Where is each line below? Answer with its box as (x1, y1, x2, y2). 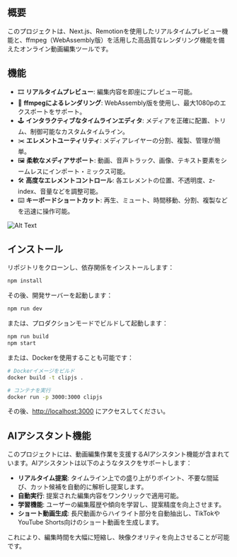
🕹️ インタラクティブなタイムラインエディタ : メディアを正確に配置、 (17, 116, 214, 125)
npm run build (7, 333, 50, 340)
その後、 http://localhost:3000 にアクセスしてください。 (7, 407, 170, 415)
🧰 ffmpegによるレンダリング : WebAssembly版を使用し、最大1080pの (17, 98, 221, 107)
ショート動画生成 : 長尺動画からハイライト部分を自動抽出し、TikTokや (17, 509, 221, 518)
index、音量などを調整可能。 (17, 187, 103, 195)
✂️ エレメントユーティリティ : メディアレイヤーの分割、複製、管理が (17, 136, 214, 144)
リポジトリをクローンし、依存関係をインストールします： (7, 263, 175, 272)
